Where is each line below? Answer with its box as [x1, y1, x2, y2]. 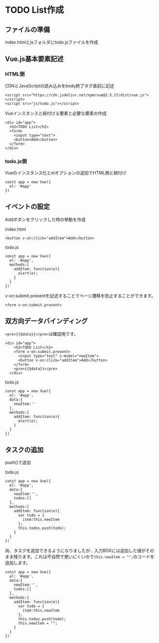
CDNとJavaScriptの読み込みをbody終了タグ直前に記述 [5, 83, 114, 88]
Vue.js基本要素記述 [5, 55, 64, 63]
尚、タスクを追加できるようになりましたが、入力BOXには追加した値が [5, 548, 146, 554]
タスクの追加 [5, 446, 44, 454]
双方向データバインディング [5, 317, 88, 325]
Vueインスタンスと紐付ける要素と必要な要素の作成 [5, 110, 107, 116]
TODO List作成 [5, 4, 64, 16]
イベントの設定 [5, 203, 50, 211]
